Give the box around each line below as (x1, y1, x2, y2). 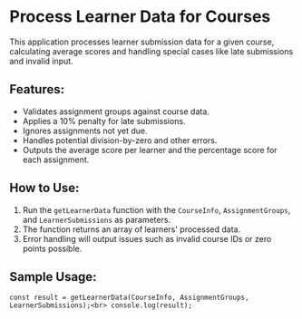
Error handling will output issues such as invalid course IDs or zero (22, 233, 272, 244)
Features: (9, 82, 65, 97)
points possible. (22, 243, 83, 254)
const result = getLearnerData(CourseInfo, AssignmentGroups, (9, 293, 249, 303)
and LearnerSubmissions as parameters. (22, 214, 170, 225)
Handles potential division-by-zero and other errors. (22, 134, 218, 146)
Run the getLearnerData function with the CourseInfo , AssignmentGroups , (22, 204, 291, 215)
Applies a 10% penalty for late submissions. (22, 115, 186, 126)
